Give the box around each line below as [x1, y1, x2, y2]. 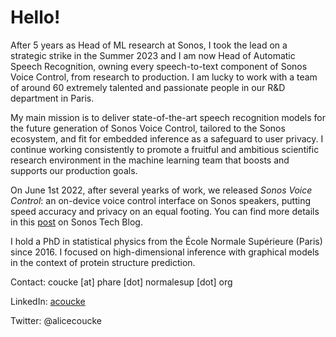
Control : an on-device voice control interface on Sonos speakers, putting [10, 194, 311, 206]
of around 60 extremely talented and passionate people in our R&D [10, 81, 286, 93]
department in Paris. [10, 92, 95, 104]
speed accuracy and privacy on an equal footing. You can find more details [10, 205, 320, 217]
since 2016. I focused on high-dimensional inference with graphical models [10, 246, 320, 258]
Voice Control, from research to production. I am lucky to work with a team [10, 71, 318, 83]
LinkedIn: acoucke [10, 295, 86, 307]
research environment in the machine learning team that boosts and [10, 154, 290, 166]
